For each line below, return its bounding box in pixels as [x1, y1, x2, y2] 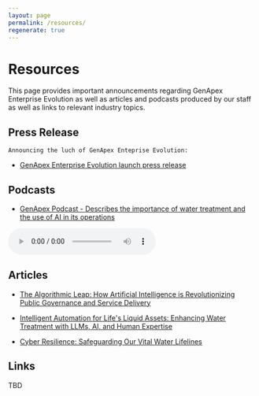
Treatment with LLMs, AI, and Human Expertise [19, 321, 173, 331]
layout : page [8, 11, 51, 20]
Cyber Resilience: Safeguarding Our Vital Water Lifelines [19, 336, 202, 346]
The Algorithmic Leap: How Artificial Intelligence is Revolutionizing [19, 289, 235, 299]
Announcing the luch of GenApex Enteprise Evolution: [8, 146, 189, 154]
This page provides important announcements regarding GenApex [8, 86, 223, 95]
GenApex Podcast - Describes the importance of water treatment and [19, 204, 246, 213]
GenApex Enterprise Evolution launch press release [19, 161, 187, 170]
